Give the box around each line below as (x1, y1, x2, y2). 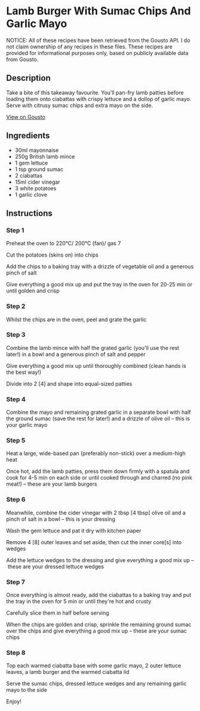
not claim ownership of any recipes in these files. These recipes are (6, 43, 173, 50)
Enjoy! (6, 698, 22, 705)
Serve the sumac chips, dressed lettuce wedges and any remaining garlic (6, 680, 187, 687)
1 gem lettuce (14, 159, 48, 166)
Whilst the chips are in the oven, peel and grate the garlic (6, 316, 147, 323)
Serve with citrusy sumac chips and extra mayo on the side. (6, 102, 153, 109)
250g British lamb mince (14, 152, 75, 160)
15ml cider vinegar (14, 178, 61, 185)
